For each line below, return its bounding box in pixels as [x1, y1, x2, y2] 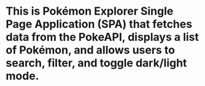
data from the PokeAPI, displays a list [6, 30, 199, 44]
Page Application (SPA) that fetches [6, 17, 193, 31]
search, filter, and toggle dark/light [6, 56, 187, 70]
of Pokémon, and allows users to [6, 43, 176, 57]
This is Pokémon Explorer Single [6, 4, 174, 18]
